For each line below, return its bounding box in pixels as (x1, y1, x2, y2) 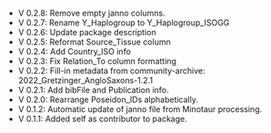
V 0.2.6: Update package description (17, 27, 156, 37)
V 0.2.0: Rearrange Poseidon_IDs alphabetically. (17, 94, 198, 105)
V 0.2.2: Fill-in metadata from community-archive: (17, 65, 206, 76)
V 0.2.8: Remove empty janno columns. (17, 8, 166, 18)
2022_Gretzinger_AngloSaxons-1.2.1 (17, 75, 153, 85)
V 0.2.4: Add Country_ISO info (17, 46, 132, 57)
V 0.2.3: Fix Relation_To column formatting (17, 56, 177, 66)
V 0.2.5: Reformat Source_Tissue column (17, 36, 171, 47)
